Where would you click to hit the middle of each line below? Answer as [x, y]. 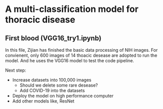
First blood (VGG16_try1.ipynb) [53, 38]
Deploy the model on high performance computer [63, 96]
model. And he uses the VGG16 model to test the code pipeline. [70, 60]
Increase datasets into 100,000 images [52, 80]
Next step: [16, 70]
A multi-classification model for [72, 9]
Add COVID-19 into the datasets [52, 90]
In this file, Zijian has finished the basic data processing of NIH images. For [81, 50]
